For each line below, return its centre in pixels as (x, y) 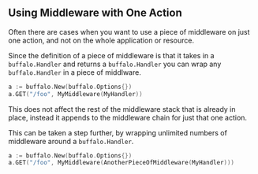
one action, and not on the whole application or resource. (101, 40)
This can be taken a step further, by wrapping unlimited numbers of (118, 132)
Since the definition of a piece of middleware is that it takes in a (111, 55)
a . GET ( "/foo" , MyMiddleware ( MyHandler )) (76, 94)
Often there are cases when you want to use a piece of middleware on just (129, 31)
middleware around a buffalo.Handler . (71, 141)
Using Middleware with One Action (95, 13)
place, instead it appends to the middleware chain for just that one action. (127, 117)
